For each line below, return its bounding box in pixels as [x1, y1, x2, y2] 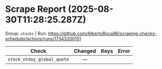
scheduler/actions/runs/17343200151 [5, 36, 81, 42]
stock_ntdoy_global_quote [7, 56, 69, 62]
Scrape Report [5, 3, 66, 15]
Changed [74, 47, 96, 54]
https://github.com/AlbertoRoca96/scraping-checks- [48, 30, 157, 36]
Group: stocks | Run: [5, 30, 47, 36]
